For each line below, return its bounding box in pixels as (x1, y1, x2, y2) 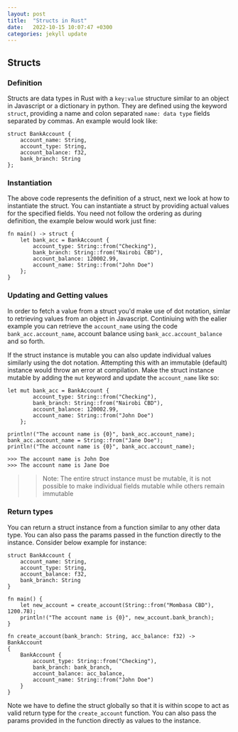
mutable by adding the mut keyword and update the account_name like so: (7, 373, 220, 382)
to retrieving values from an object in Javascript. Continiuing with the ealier (7, 314, 227, 323)
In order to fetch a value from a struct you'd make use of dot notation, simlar (7, 306, 231, 315)
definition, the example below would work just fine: (7, 217, 156, 225)
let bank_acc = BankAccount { (20, 237, 110, 244)
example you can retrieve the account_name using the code (7, 321, 178, 330)
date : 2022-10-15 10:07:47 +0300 (7, 23, 113, 31)
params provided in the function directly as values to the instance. (7, 716, 201, 725)
